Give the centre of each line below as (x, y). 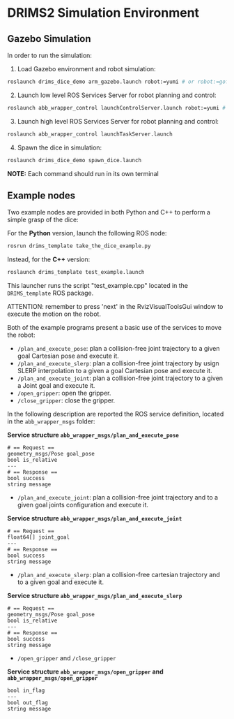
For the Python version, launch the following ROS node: (87, 233)
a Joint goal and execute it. (56, 386)
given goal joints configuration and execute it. (83, 505)
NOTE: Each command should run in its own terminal (83, 173)
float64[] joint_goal (39, 537)
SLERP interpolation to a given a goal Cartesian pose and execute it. (115, 371)
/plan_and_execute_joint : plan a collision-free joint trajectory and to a (117, 498)
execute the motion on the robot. (54, 314)
